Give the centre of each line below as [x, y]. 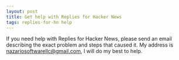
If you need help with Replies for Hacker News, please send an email [89, 39]
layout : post [22, 11]
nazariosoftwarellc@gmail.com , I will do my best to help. [74, 51]
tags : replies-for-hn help [39, 22]
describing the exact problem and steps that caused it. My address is [90, 45]
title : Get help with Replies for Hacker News [64, 17]
